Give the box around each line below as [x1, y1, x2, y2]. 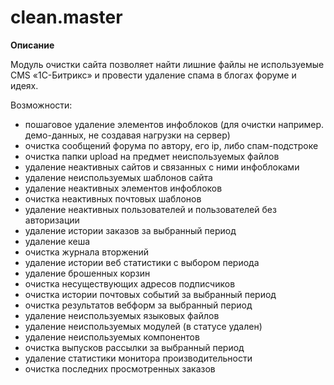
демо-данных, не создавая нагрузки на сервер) [24, 129, 231, 141]
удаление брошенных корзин [24, 267, 151, 279]
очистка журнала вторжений [24, 246, 150, 258]
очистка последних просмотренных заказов [24, 362, 216, 375]
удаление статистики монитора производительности [24, 352, 253, 364]
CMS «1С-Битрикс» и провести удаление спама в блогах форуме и [10, 69, 297, 81]
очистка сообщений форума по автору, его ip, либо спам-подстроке [24, 139, 319, 151]
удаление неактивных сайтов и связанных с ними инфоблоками [24, 161, 300, 173]
